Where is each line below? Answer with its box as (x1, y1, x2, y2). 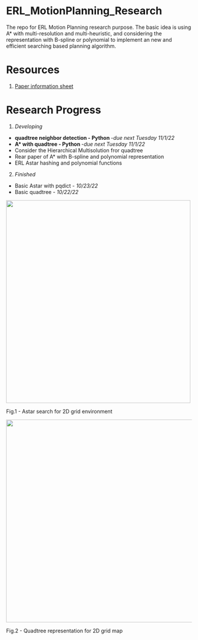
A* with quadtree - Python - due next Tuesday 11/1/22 (14, 140, 146, 147)
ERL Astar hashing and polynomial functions (14, 159, 123, 166)
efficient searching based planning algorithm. (6, 42, 117, 50)
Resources (6, 63, 60, 77)
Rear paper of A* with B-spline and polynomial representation (14, 153, 164, 160)
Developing (14, 123, 42, 130)
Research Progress (6, 103, 101, 117)
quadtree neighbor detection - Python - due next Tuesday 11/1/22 (14, 134, 175, 141)
